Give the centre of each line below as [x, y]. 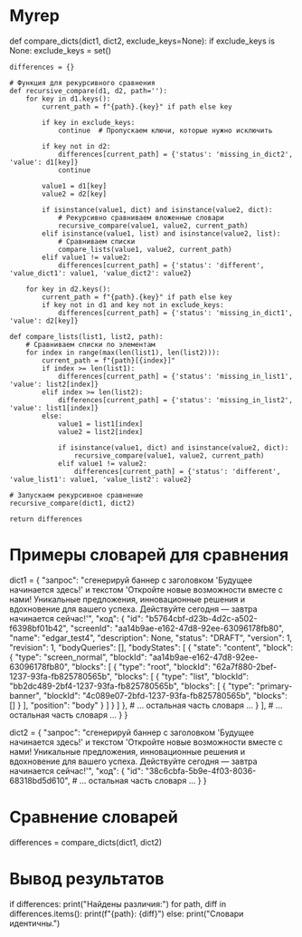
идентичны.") [35, 923]
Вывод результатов [87, 879]
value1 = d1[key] [74, 186]
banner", [25, 695]
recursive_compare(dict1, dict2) [72, 503]
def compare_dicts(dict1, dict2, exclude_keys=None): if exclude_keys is [142, 41]
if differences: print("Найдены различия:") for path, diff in [118, 903]
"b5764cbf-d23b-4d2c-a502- [201, 618]
